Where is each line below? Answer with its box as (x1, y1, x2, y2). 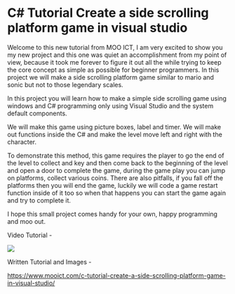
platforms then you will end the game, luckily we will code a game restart (7, 181, 218, 189)
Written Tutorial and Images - (7, 257, 92, 266)
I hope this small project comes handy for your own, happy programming (7, 210, 217, 218)
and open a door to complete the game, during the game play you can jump (7, 166, 226, 174)
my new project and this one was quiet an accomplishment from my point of (7, 51, 227, 59)
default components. (7, 109, 68, 117)
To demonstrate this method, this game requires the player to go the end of (7, 151, 224, 160)
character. (7, 137, 37, 146)
